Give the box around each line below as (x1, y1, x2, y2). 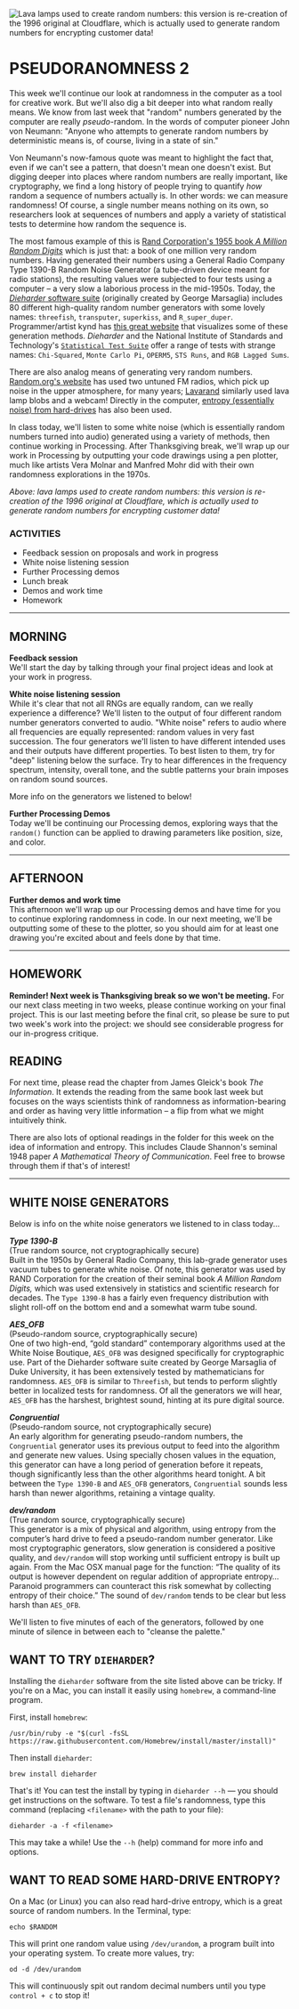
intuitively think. (9, 1115, 68, 1126)
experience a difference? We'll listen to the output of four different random (9, 708, 282, 718)
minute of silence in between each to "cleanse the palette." (9, 1626, 226, 1637)
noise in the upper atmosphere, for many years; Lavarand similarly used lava (9, 385, 290, 396)
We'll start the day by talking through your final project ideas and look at (9, 662, 274, 673)
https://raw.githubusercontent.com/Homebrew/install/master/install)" (9, 1737, 277, 1746)
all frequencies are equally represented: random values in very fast (9, 726, 255, 738)
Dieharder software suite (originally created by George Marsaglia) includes (9, 292, 283, 303)
